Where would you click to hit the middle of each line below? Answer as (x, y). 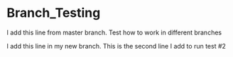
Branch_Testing (54, 13)
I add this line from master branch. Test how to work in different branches (114, 32)
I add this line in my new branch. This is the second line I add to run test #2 (116, 46)
